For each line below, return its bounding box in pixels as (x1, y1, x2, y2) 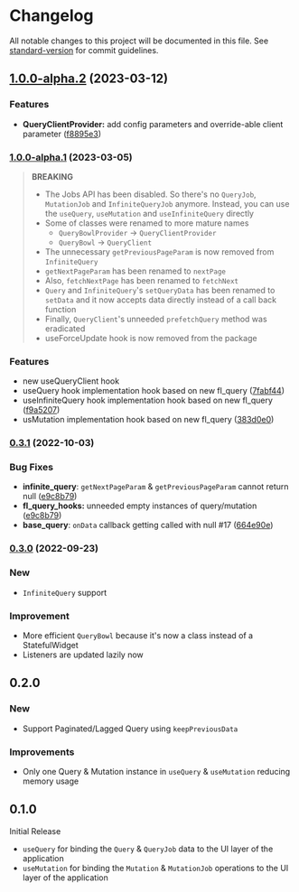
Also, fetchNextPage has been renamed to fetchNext (44, 274, 239, 285)
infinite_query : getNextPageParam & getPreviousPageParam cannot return (22, 481, 289, 492)
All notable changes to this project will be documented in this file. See (9, 35, 269, 46)
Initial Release (9, 825, 61, 836)
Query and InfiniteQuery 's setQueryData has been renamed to (44, 284, 276, 295)
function (44, 303, 77, 314)
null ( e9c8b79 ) (22, 491, 78, 502)
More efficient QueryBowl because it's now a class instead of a (22, 629, 254, 641)
